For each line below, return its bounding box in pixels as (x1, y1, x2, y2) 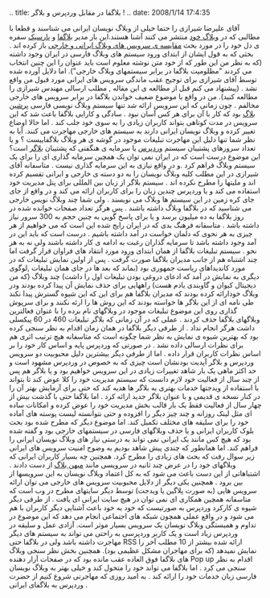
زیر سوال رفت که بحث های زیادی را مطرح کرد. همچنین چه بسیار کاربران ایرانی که (9, 451, 256, 461)
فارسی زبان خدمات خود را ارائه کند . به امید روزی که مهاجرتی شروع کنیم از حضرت (9, 571, 257, 580)
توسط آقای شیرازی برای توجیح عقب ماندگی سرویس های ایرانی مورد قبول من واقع (9, 75, 258, 84)
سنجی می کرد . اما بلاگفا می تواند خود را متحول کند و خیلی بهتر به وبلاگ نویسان (9, 563, 247, 572)
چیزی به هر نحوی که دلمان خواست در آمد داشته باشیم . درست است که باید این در (9, 229, 253, 238)
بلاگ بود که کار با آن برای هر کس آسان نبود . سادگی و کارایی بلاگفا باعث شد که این (9, 109, 256, 118)
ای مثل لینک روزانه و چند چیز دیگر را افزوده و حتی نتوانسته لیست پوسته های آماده (9, 409, 252, 418)
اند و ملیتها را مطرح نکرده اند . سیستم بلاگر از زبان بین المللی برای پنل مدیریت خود (9, 177, 256, 187)
